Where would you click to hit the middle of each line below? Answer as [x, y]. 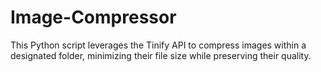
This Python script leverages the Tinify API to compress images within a [158, 45]
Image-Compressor [93, 17]
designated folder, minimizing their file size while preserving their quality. [161, 55]
